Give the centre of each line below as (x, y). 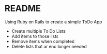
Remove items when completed (43, 41)
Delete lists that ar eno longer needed (49, 46)
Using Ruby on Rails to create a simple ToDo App (53, 22)
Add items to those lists (35, 36)
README (23, 8)
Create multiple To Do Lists (38, 31)
